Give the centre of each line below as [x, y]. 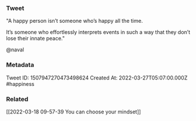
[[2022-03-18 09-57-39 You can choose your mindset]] [74, 112]
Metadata [20, 65]
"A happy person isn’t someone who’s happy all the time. [75, 21]
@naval [15, 50]
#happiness [20, 84]
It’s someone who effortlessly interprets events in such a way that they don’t [98, 32]
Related [17, 99]
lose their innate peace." [36, 39]
